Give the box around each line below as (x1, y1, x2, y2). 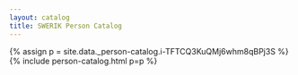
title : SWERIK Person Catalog (9, 21, 123, 30)
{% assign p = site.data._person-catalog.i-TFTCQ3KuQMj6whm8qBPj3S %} (9, 46, 289, 56)
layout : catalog (9, 12, 70, 22)
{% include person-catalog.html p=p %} (9, 55, 158, 66)
